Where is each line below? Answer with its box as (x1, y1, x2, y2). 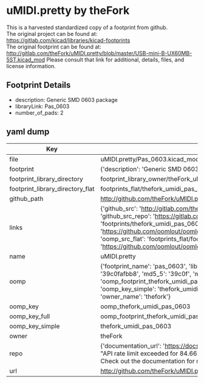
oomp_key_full (9, 312, 50, 320)
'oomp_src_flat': (100, 234, 146, 243)
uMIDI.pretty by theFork (6, 4, 130, 18)
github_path (9, 194, 44, 203)
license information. (6, 62, 56, 70)
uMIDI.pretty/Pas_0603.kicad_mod (100, 155, 200, 163)
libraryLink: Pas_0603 (15, 103, 70, 110)
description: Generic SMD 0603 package (15, 96, 118, 103)
